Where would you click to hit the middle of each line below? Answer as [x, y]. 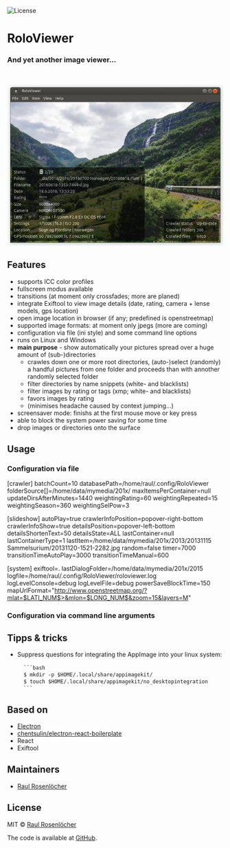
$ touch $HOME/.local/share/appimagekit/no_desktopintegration [116, 682]
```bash [35, 668]
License [24, 808]
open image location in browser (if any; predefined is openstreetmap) [115, 318]
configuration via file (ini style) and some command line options [107, 333]
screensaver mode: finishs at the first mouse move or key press [107, 413]
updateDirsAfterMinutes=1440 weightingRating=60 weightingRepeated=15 [113, 498]
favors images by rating [61, 398]
